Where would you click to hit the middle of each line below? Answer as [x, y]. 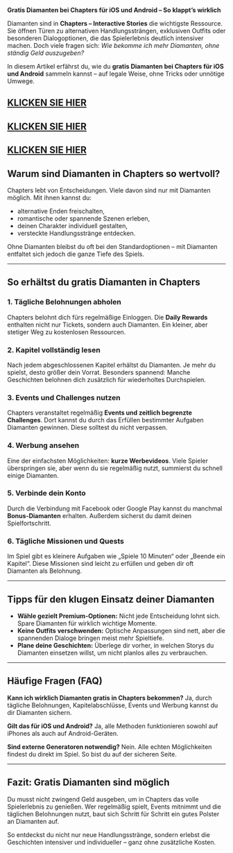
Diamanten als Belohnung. [44, 571]
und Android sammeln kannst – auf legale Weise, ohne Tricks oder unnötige [116, 74]
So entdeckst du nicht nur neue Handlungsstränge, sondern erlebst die [109, 834]
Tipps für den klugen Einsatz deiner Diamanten [111, 599]
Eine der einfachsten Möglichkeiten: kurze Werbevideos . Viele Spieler [108, 460]
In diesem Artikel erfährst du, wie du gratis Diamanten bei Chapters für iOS [115, 66]
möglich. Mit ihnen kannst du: [50, 198]
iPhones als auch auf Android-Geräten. [63, 733]
